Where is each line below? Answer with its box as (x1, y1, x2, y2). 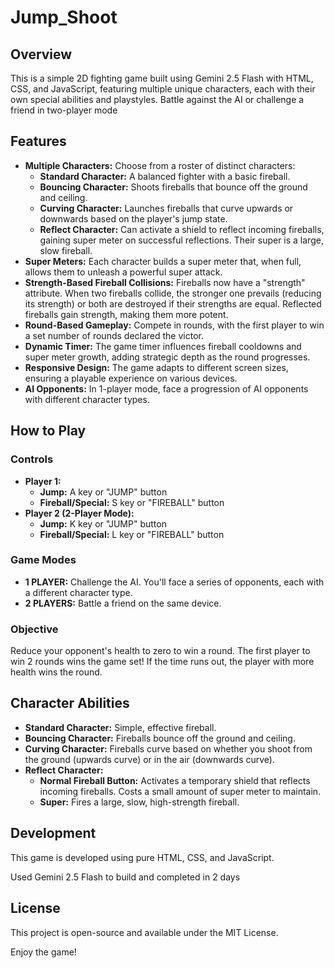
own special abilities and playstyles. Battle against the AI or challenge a (10, 94, 305, 105)
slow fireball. (39, 244, 93, 256)
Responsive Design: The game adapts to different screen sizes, (24, 361, 289, 373)
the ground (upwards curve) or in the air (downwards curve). (24, 753, 275, 765)
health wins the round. (10, 666, 103, 678)
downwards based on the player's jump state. (39, 212, 228, 225)
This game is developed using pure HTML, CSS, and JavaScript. (10, 851, 275, 863)
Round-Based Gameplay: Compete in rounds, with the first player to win (24, 319, 325, 331)
